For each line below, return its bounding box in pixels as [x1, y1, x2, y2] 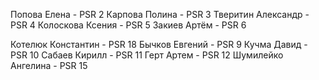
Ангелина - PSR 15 [10, 60, 88, 71]
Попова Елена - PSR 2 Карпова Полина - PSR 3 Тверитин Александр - [10, 9, 310, 20]
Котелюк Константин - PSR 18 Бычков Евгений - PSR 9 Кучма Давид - [10, 39, 308, 50]
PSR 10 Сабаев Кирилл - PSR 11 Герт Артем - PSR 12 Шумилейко [10, 49, 284, 61]
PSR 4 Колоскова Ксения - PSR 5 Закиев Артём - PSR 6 [10, 19, 247, 31]
